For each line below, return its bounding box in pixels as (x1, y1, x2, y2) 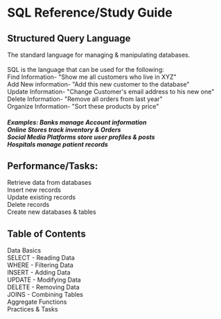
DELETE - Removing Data (7, 283, 80, 291)
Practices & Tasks (7, 305, 58, 313)
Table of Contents (7, 228, 87, 239)
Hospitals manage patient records (7, 140, 109, 148)
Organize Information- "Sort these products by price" (7, 102, 159, 110)
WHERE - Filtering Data (7, 261, 74, 269)
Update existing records (7, 193, 76, 201)
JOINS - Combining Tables (7, 291, 83, 299)
